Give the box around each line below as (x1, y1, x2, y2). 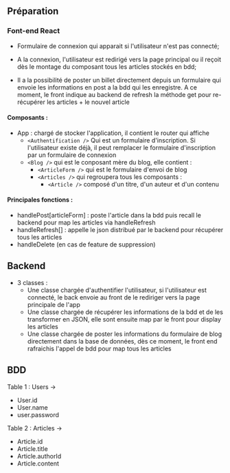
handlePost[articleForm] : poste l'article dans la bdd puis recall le (16, 211, 201, 220)
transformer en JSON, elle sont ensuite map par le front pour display (27, 315, 222, 323)
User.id (16, 396, 38, 404)
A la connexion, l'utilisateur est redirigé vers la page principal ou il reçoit (16, 55, 222, 63)
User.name (16, 403, 48, 412)
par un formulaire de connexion (27, 151, 117, 159)
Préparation (7, 6, 59, 17)
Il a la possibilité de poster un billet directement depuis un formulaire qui (16, 76, 222, 84)
